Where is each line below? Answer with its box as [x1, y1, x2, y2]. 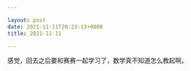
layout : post [7, 16, 46, 23]
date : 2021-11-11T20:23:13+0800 [7, 23, 103, 31]
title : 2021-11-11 [7, 30, 62, 37]
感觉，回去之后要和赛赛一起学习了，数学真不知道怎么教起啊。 [7, 56, 188, 65]
